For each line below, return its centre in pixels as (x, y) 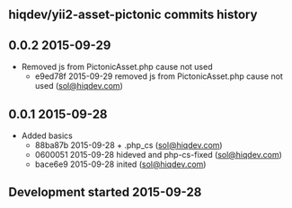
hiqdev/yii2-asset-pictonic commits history (133, 15)
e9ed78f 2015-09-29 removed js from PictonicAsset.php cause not (159, 76)
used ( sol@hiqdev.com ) (79, 86)
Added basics (47, 136)
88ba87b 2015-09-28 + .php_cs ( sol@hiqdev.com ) (128, 145)
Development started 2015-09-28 (105, 192)
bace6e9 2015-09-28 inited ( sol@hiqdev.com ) (120, 164)
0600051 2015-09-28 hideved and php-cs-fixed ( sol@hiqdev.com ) (158, 155)
